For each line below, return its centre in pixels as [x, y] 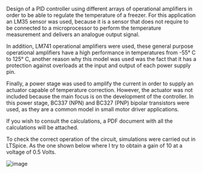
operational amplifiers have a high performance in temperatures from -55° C [101, 53]
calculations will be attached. [43, 127]
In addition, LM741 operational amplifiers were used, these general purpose [100, 46]
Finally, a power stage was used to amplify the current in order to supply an [100, 83]
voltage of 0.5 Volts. [31, 152]
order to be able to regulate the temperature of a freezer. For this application [101, 15]
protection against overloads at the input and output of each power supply [99, 65]
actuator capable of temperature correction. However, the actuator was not [99, 90]
